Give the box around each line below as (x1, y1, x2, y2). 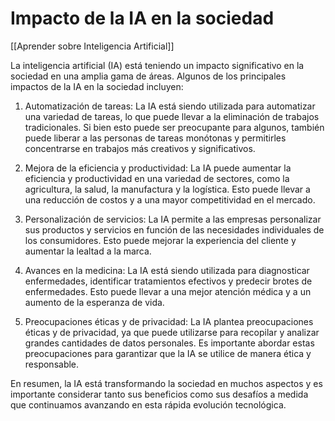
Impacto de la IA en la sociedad (10, 7, 275, 30)
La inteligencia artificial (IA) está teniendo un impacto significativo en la (10, 59, 305, 71)
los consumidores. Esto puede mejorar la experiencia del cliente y (24, 234, 297, 246)
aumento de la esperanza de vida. (24, 296, 165, 308)
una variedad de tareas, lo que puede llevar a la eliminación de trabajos (24, 110, 320, 122)
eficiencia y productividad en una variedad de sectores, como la (24, 172, 290, 184)
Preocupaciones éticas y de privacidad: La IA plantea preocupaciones (24, 315, 314, 327)
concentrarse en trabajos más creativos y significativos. (24, 142, 256, 154)
